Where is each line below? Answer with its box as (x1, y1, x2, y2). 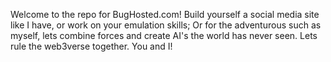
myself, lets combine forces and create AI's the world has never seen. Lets (10, 30, 318, 41)
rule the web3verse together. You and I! (10, 40, 173, 52)
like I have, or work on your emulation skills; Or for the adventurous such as (10, 19, 322, 31)
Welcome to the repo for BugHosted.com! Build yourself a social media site (10, 9, 320, 20)
